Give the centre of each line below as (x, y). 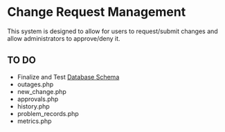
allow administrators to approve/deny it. (64, 38)
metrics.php (34, 121)
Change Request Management (97, 12)
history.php (33, 106)
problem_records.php (48, 113)
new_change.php (42, 91)
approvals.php (38, 99)
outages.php (35, 84)
